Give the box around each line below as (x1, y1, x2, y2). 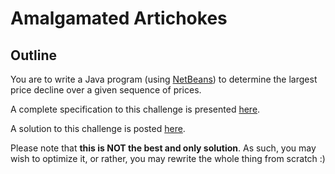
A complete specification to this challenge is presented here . (10, 103, 261, 115)
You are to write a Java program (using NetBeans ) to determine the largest (10, 73, 318, 85)
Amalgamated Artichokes (10, 7, 228, 30)
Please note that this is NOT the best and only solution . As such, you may (10, 142, 317, 154)
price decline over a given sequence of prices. (10, 84, 202, 96)
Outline (10, 47, 57, 64)
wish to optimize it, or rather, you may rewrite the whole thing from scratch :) (10, 153, 326, 164)
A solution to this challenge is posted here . (10, 123, 186, 134)
